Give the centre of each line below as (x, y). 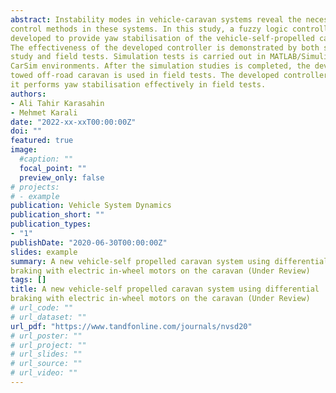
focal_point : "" (53, 168)
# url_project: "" (48, 345)
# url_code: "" (42, 308)
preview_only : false (62, 177)
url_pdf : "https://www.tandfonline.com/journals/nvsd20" (131, 326)
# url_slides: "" (46, 354)
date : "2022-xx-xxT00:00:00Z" (73, 122)
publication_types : (51, 224)
